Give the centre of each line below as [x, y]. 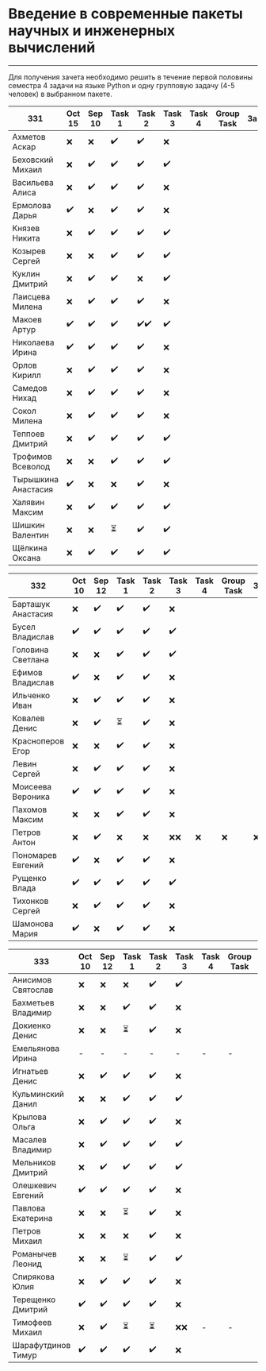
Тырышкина [36, 479]
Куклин [26, 273]
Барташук [31, 604]
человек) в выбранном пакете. [60, 94]
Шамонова [33, 924]
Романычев [34, 1253]
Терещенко [34, 1300]
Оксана [27, 558]
